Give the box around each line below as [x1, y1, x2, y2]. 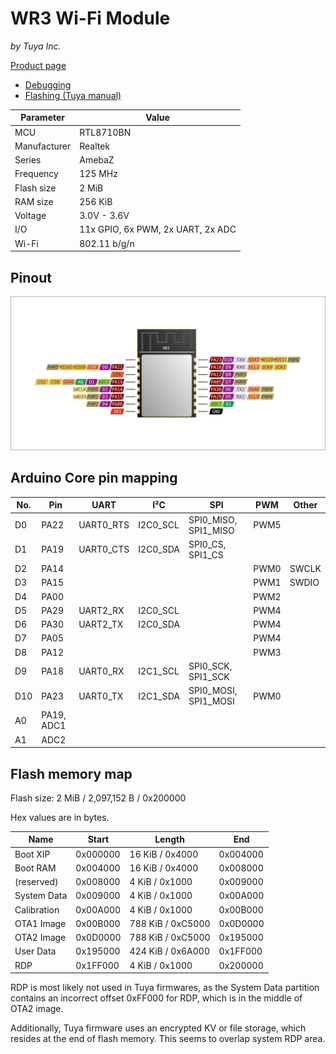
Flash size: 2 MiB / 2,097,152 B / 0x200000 [10, 792, 187, 804]
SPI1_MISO [188, 524, 235, 536]
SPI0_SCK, [188, 660, 233, 672]
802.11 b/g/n [79, 237, 135, 249]
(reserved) [14, 876, 59, 888]
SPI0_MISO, [188, 513, 238, 526]
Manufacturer [14, 140, 72, 152]
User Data [14, 945, 57, 957]
